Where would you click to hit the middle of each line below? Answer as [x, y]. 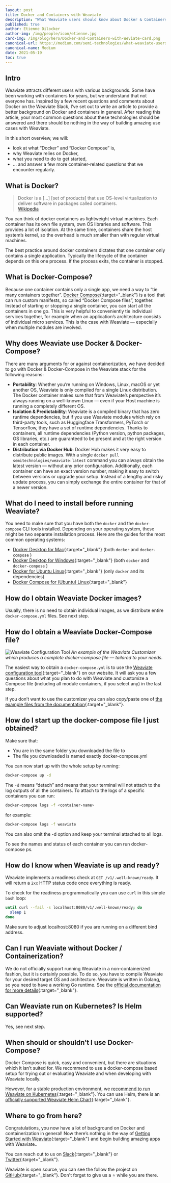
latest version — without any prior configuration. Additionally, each [82, 466]
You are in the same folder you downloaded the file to [69, 751]
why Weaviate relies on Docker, [46, 153]
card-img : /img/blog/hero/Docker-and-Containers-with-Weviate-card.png [83, 39]
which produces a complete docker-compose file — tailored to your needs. [84, 658]
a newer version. [30, 487]
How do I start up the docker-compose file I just [82, 720]
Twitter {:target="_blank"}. [32, 1160]
